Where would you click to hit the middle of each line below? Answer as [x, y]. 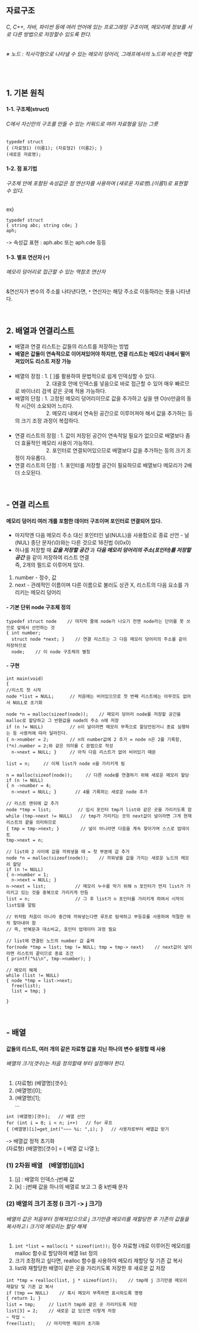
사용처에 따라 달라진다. [44, 733]
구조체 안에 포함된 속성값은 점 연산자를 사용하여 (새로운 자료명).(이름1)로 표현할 [97, 183]
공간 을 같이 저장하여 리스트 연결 [52, 558]
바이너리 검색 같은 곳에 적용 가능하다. [64, 391]
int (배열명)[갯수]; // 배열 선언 [46, 1116]
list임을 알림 [21, 905]
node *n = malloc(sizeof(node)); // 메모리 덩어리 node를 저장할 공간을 [94, 714]
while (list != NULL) [33, 975]
